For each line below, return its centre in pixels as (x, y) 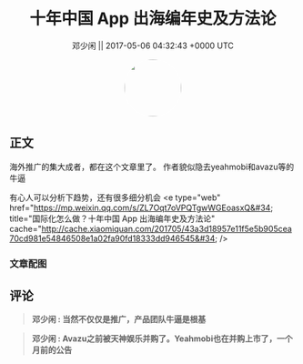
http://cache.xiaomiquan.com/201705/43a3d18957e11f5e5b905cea (167, 228)
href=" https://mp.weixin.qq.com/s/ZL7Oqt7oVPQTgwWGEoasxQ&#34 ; (141, 207)
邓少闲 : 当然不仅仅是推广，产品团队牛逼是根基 (119, 319)
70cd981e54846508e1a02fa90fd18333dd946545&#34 (112, 238)
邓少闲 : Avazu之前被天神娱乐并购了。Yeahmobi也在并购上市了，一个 (162, 339)
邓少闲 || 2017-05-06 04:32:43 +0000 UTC (153, 45)
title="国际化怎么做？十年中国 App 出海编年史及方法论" (112, 218)
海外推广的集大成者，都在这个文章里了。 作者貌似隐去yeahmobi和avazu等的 (151, 167)
